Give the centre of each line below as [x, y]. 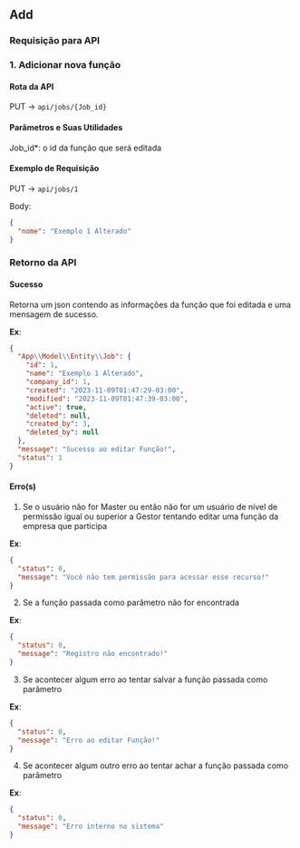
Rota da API [32, 86]
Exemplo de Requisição [54, 169]
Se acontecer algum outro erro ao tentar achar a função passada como [155, 766]
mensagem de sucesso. [54, 314]
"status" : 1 [40, 458]
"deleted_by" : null [63, 433]
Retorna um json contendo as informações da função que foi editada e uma [150, 304]
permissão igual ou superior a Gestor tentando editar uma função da [150, 516]
